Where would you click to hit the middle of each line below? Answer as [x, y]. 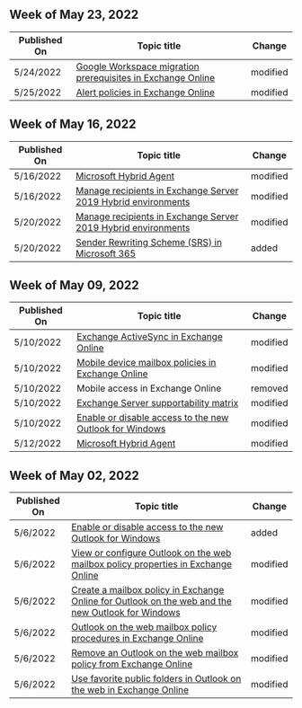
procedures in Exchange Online [138, 639]
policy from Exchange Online [132, 664]
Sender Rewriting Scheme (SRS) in [149, 242]
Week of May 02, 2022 [74, 475]
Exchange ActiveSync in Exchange [149, 337]
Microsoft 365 [106, 253]
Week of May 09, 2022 [74, 285]
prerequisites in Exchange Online [146, 77]
